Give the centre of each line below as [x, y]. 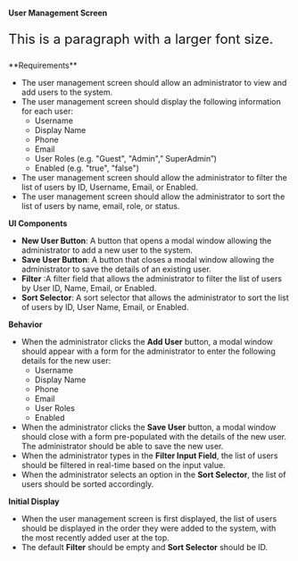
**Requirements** [43, 65]
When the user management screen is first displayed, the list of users [149, 519]
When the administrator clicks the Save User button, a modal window [149, 427]
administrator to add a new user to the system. [107, 250]
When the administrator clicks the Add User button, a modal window [147, 342]
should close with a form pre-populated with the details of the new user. [154, 436]
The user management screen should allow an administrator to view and [154, 83]
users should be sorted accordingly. [87, 484]
